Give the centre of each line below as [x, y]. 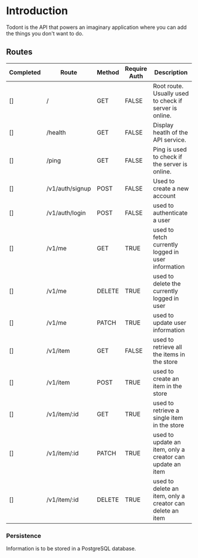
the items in [169, 354]
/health [56, 132]
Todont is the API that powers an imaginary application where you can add [96, 27]
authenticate [170, 212]
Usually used [171, 93]
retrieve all [168, 347]
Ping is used [170, 149]
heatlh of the [171, 132]
